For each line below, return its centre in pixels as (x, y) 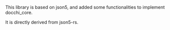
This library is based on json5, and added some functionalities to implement (85, 7)
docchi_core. (19, 12)
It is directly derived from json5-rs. (42, 22)
